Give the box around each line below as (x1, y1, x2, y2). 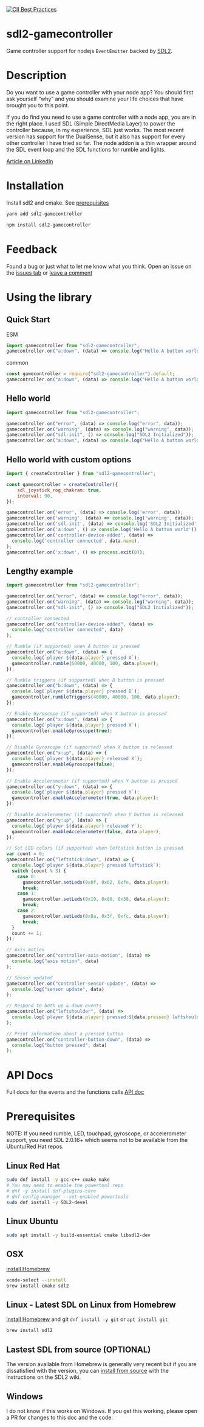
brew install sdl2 (6, 1328, 53, 1334)
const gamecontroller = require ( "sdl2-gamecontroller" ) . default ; (6, 371, 175, 377)
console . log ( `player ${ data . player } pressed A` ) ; (12, 655, 140, 661)
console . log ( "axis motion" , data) (12, 958, 99, 965)
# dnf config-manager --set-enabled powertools (6, 1194, 129, 1200)
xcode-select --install (6, 1277, 67, 1283)
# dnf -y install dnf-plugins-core (6, 1188, 97, 1194)
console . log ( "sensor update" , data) (12, 986, 104, 992)
